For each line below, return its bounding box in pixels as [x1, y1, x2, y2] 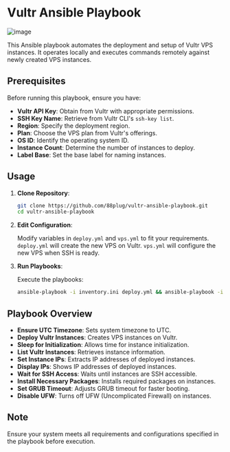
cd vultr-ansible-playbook [16, 208, 95, 216]
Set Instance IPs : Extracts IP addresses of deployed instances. [16, 355, 196, 363]
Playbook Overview [7, 308, 93, 319]
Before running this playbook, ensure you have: [7, 93, 141, 102]
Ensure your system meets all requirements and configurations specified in [7, 429, 219, 438]
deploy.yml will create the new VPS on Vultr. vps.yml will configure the [16, 242, 216, 250]
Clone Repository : [16, 189, 70, 197]
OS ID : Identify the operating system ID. [16, 136, 129, 144]
